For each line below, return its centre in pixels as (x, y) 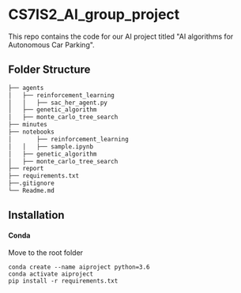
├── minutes (28, 125)
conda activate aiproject (51, 274)
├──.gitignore (32, 183)
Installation (36, 215)
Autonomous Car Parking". (51, 44)
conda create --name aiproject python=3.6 (79, 267)
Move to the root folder (46, 253)
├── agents (26, 88)
